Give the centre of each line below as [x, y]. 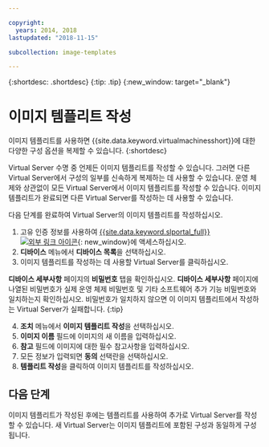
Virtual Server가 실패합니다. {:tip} [70, 309]
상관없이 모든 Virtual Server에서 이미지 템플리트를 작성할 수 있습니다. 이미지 [142, 188]
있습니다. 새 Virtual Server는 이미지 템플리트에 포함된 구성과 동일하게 [134, 425]
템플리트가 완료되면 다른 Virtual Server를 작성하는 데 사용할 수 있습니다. [121, 198]
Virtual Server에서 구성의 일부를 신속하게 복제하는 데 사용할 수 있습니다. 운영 [128, 178]
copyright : [26, 22]
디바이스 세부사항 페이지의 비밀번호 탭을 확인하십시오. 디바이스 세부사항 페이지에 [134, 279]
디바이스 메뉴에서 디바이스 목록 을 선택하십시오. [93, 252]
